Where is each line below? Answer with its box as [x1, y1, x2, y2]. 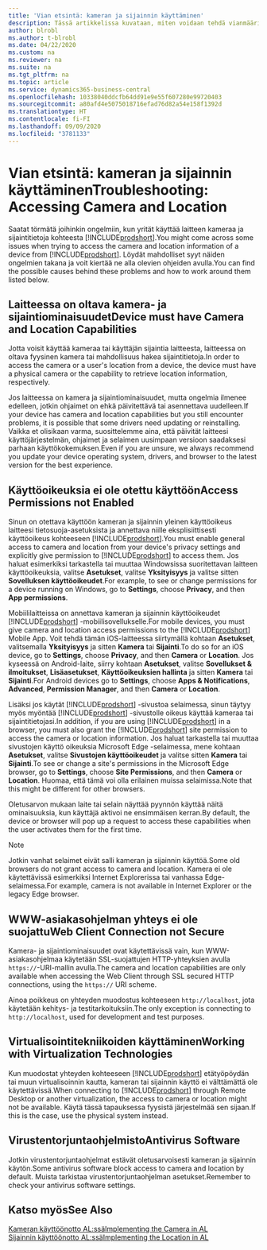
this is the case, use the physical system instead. [8, 1110, 168, 1120]
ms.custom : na [8, 48, 56, 56]
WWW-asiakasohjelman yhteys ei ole [8, 912, 199, 926]
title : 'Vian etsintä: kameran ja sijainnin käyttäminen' [8, 11, 204, 20]
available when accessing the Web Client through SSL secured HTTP [8, 971, 234, 981]
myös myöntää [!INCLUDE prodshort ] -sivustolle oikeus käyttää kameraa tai [8, 708, 253, 718]
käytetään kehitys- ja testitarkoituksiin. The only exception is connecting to [8, 1004, 252, 1013]
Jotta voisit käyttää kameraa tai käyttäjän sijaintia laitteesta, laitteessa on [8, 343, 246, 354]
